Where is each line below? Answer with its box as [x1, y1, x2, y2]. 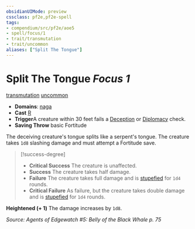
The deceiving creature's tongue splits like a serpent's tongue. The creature [6, 133, 189, 140]
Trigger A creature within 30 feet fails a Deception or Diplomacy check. [14, 115, 186, 122]
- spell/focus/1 [6, 31, 46, 36]
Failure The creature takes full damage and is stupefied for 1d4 [29, 174, 181, 181]
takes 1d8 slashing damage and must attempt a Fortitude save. [6, 139, 156, 146]
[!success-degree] [20, 150, 66, 157]
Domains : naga [14, 103, 52, 110]
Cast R [14, 109, 32, 116]
